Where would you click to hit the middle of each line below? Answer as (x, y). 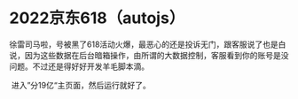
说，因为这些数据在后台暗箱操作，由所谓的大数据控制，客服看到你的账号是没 (149, 55)
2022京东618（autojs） (97, 18)
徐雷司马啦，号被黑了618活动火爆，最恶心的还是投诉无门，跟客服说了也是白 (148, 44)
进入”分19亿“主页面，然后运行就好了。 (81, 85)
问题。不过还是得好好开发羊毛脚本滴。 (79, 66)
